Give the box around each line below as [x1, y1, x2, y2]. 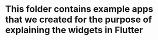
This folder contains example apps [5, 3, 153, 15]
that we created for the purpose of [5, 14, 152, 25]
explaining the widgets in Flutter [5, 25, 143, 36]
